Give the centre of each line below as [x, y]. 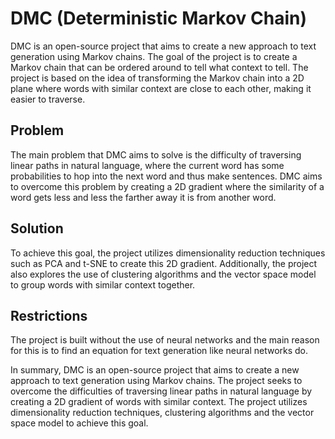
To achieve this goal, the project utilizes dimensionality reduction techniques [168, 253]
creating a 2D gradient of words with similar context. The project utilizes [159, 402]
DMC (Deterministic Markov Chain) [159, 18]
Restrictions [49, 315]
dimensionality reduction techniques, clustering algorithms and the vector [162, 413]
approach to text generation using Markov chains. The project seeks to [156, 381]
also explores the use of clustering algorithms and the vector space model [163, 274]
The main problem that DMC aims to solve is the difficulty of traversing [156, 154]
